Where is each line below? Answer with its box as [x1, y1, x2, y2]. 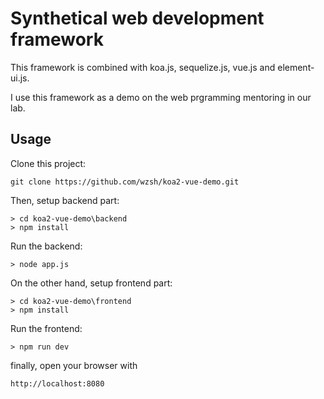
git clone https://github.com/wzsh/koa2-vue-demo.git [10, 177, 240, 187]
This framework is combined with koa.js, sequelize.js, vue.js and [10, 61, 276, 73]
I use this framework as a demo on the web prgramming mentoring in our [10, 91, 312, 103]
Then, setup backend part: [10, 194, 120, 206]
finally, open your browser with [10, 359, 138, 371]
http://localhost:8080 [10, 378, 105, 389]
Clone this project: [10, 157, 87, 169]
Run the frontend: [10, 322, 83, 334]
